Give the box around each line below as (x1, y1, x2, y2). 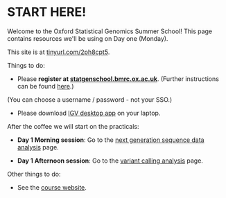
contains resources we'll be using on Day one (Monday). (7, 34, 168, 42)
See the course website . (17, 183, 87, 191)
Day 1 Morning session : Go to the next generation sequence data (17, 136, 205, 144)
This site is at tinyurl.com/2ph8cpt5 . (7, 48, 110, 56)
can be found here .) (17, 82, 74, 90)
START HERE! (7, 4, 87, 20)
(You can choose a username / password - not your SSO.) (7, 95, 173, 104)
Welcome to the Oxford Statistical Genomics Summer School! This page (7, 27, 213, 35)
